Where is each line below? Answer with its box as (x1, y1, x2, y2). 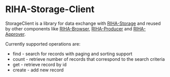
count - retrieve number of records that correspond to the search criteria (12, 56, 165, 62)
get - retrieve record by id (12, 61, 67, 67)
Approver (5, 31, 25, 37)
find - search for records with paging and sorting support (12, 51, 133, 57)
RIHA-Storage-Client (5, 4, 95, 15)
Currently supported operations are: (5, 41, 81, 47)
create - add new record (12, 67, 64, 73)
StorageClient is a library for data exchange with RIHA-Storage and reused (5, 20, 161, 26)
